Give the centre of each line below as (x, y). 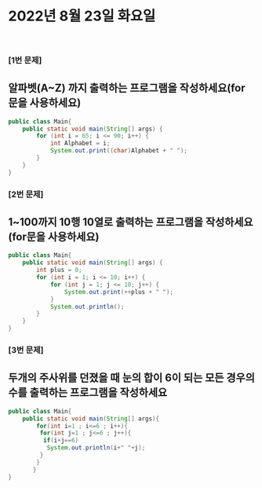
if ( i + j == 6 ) (61, 441)
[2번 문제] (26, 194)
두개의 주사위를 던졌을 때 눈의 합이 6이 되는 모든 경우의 (131, 378)
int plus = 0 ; (59, 270)
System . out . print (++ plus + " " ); (119, 292)
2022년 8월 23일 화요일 (82, 16)
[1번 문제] (25, 60)
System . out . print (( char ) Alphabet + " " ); (119, 151)
